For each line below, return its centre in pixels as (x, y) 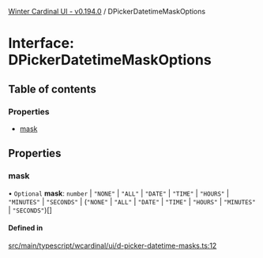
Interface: (41, 43)
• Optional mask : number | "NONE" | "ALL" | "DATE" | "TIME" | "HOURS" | (118, 193)
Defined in (26, 228)
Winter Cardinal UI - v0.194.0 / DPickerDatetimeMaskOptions (107, 11)
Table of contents (52, 89)
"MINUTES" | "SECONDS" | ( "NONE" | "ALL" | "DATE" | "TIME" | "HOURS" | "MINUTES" (132, 201)
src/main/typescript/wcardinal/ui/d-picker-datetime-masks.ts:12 (113, 245)
